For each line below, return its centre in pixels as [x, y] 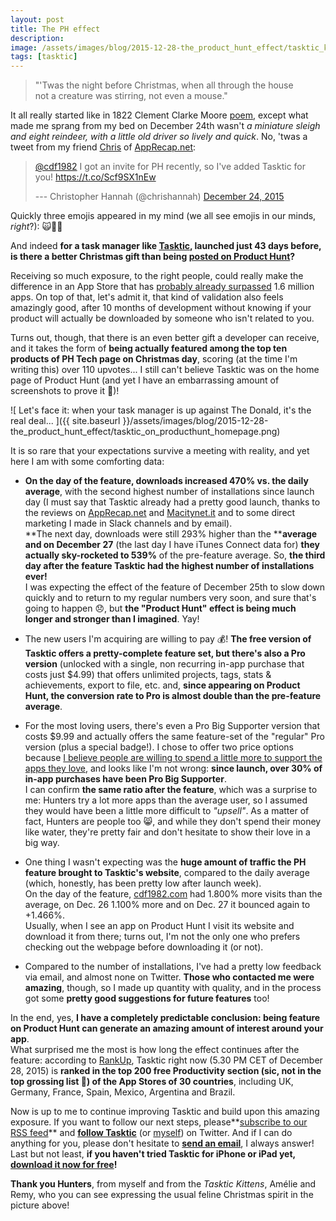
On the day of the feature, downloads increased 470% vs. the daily [166, 481]
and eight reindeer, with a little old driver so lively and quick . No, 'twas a [159, 137]
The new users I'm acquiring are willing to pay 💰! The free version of [168, 639]
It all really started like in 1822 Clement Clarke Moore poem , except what [159, 115]
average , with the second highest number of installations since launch [169, 492]
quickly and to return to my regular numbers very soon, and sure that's [170, 598]
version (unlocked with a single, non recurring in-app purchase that [164, 664]
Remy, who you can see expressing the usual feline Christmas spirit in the [162, 1195]
